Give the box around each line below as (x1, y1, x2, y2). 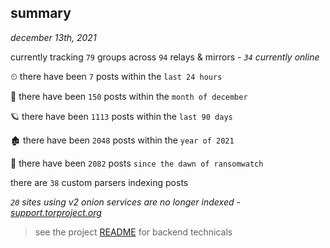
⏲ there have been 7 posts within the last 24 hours (10, 70, 223, 82)
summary (10, 5, 72, 22)
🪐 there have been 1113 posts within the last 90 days (10, 110, 233, 122)
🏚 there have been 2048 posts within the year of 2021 (10, 134, 235, 146)
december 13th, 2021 (10, 31, 97, 43)
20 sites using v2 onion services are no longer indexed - (10, 196, 241, 208)
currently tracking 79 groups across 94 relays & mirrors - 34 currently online (10, 51, 320, 63)
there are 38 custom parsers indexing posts (10, 176, 189, 188)
